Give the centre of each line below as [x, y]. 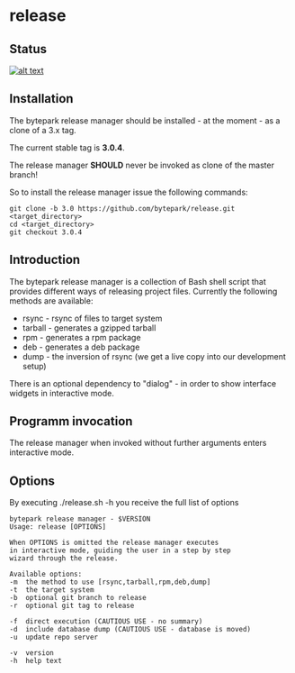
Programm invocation [71, 421]
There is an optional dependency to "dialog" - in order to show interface [143, 383]
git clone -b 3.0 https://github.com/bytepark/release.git [122, 208]
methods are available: [51, 300]
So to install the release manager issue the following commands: [129, 192]
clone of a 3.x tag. [43, 130]
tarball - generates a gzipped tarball [89, 327]
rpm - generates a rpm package [81, 337]
